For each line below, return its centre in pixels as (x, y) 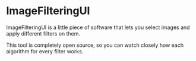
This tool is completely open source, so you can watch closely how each (95, 45)
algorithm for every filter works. (45, 51)
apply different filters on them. (43, 33)
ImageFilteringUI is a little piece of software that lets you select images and (98, 27)
